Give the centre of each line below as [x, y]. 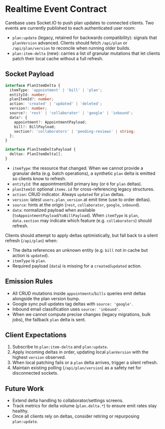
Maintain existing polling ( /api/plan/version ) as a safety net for [77, 368]
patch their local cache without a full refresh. [58, 58]
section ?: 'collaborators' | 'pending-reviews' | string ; [75, 131]
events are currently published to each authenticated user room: [70, 28]
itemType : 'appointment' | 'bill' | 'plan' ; [56, 90]
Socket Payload [30, 74]
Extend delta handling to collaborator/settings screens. [68, 400]
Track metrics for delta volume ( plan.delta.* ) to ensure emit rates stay [84, 406]
